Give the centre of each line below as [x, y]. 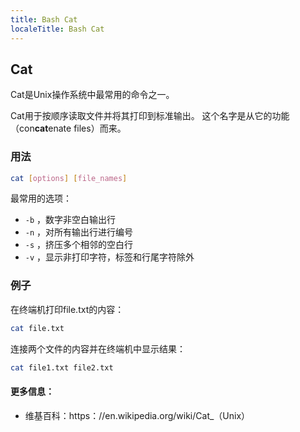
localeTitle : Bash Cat [57, 29]
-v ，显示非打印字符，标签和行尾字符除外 [109, 257]
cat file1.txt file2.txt [62, 367]
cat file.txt [37, 328]
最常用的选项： [41, 198]
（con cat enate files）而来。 [68, 128]
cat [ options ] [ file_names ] [69, 178]
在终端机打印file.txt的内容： [67, 309]
